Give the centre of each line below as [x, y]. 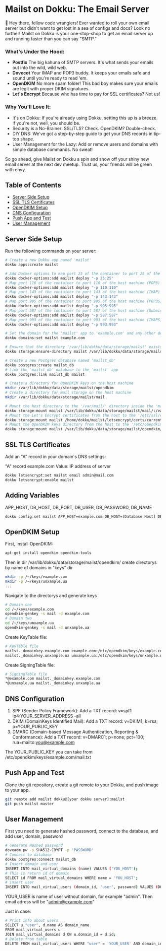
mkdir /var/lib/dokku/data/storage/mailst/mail [55, 397]
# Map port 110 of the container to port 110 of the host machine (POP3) [83, 283]
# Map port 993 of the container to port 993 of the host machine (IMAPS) [84, 320]
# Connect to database [28, 855]
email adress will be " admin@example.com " [50, 902]
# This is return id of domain [37, 873]
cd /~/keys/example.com [30, 609]
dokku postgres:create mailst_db [40, 365]
